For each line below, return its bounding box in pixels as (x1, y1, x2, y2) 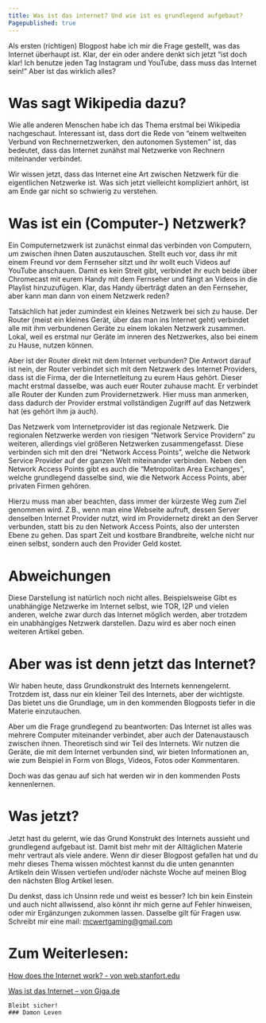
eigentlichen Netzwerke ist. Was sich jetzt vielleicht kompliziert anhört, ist (8, 178, 249, 188)
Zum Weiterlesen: (8, 944, 129, 963)
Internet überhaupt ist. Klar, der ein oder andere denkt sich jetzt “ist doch (8, 49, 248, 59)
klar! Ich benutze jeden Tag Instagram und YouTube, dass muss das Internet (8, 57, 257, 68)
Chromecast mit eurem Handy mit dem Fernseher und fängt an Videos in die (8, 274, 258, 284)
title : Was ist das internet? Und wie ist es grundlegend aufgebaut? (8, 11, 244, 20)
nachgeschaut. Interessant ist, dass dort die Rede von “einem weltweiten (8, 129, 247, 138)
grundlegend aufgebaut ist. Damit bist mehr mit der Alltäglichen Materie (8, 842, 243, 852)
